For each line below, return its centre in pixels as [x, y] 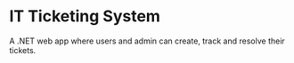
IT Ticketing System [85, 16]
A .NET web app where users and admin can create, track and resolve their [147, 41]
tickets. [23, 50]
